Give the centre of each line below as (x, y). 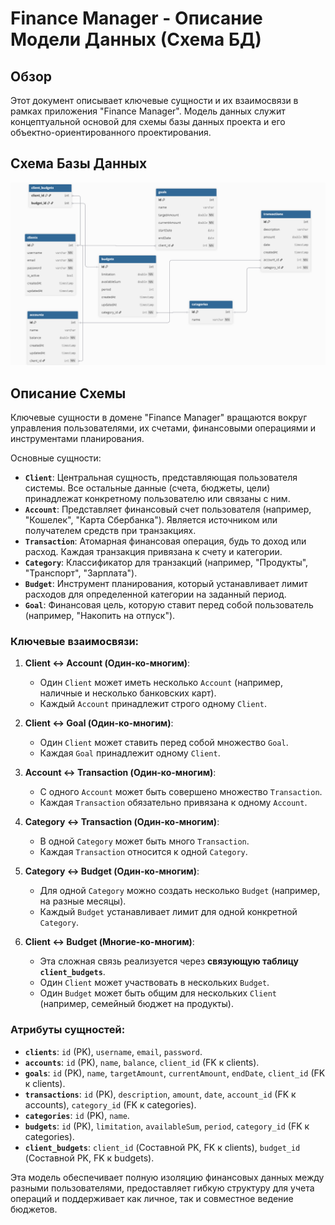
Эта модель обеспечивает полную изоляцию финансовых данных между (167, 1177)
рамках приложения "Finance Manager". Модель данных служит (148, 111)
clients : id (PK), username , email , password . (113, 1051)
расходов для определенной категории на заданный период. (155, 594)
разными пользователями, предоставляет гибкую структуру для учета (162, 1188)
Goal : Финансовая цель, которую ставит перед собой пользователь (169, 604)
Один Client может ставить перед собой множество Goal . (164, 743)
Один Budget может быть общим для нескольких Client (158, 993)
